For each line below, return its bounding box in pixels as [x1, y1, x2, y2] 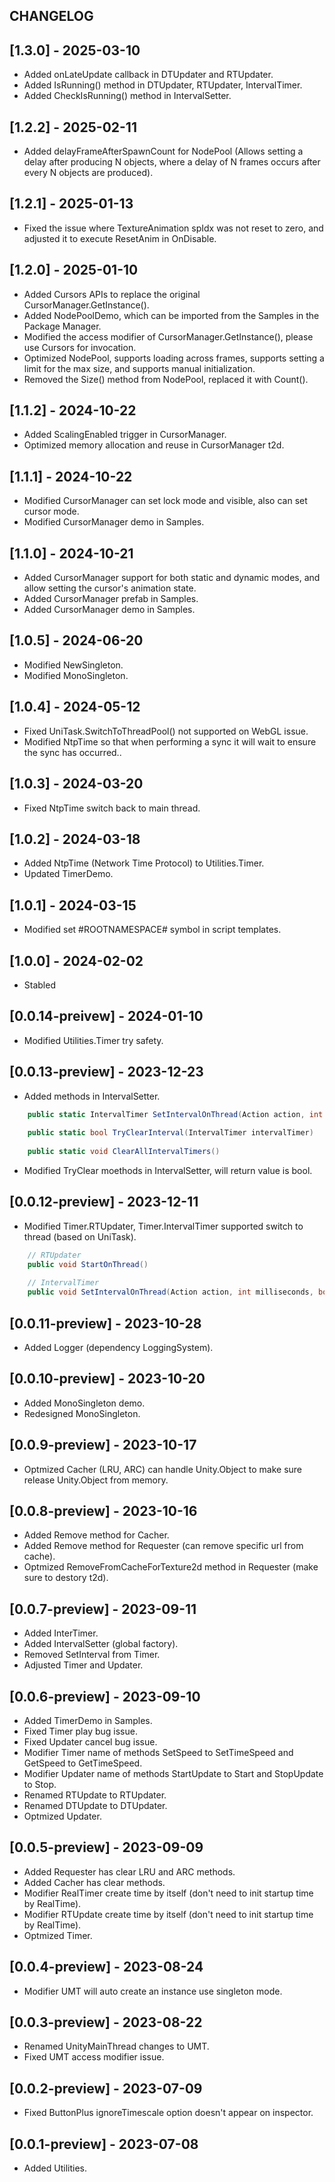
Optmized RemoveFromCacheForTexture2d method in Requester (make [23, 1561, 319, 1573]
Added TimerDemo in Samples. [23, 1715, 153, 1727]
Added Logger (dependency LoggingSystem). [23, 1341, 214, 1353]
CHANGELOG [9, 8, 94, 25]
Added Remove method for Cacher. [23, 1529, 170, 1541]
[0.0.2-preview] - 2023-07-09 [9, 2080, 203, 2097]
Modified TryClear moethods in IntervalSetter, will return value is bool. [23, 1164, 313, 1176]
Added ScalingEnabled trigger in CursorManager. [23, 429, 227, 441]
